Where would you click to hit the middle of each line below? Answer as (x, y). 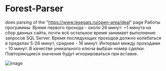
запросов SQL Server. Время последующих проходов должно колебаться (83, 38)
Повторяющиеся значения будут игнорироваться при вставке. (72, 53)
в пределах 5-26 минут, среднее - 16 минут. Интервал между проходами (83, 43)
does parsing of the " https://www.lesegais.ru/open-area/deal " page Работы (83, 22)
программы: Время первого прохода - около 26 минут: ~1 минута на (78, 27)
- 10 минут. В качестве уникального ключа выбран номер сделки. (75, 48)
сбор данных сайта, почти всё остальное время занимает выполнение (81, 33)
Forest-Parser (34, 9)
